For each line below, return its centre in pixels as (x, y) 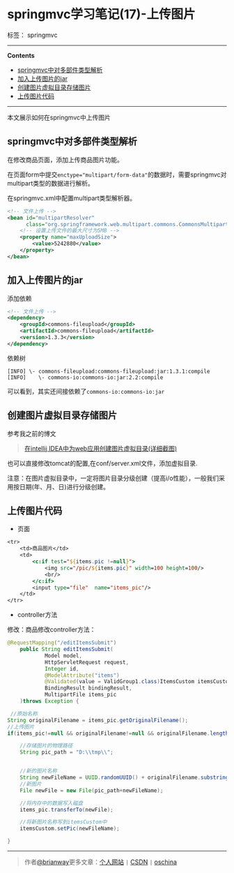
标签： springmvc (32, 35)
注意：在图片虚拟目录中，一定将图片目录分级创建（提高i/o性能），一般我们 (113, 478)
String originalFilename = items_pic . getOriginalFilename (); (98, 720)
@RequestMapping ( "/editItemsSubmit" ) (62, 643)
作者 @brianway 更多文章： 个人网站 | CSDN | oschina (101, 862)
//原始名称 (24, 714)
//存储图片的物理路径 (46, 746)
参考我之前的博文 (32, 433)
